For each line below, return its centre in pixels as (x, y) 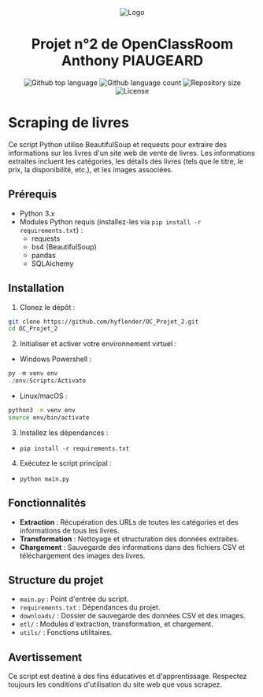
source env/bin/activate (49, 417)
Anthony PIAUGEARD (132, 61)
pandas (44, 255)
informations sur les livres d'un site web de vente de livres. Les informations (131, 153)
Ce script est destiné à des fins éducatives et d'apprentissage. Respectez (128, 677)
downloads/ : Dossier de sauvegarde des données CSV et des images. (132, 616)
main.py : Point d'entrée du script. (74, 599)
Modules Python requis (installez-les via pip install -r (110, 221)
